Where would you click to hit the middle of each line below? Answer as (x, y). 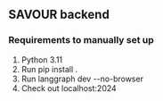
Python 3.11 (42, 59)
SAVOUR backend (59, 15)
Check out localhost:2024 (69, 88)
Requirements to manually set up (81, 40)
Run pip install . (49, 69)
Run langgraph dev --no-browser (82, 79)
